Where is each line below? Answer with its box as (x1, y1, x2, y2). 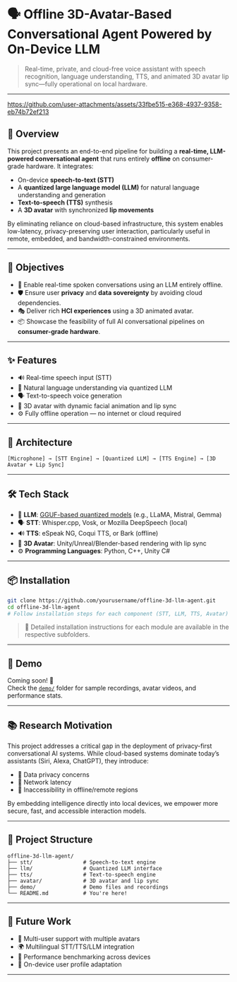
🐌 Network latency (17, 778, 72, 787)
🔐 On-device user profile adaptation (17, 960, 122, 969)
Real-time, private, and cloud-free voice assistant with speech (24, 64, 206, 73)
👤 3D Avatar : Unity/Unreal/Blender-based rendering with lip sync (17, 539, 207, 548)
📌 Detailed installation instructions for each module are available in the (24, 623, 229, 631)
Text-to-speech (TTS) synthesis (17, 198, 113, 207)
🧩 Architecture (7, 437, 73, 449)
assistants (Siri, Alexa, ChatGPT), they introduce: (7, 757, 150, 766)
